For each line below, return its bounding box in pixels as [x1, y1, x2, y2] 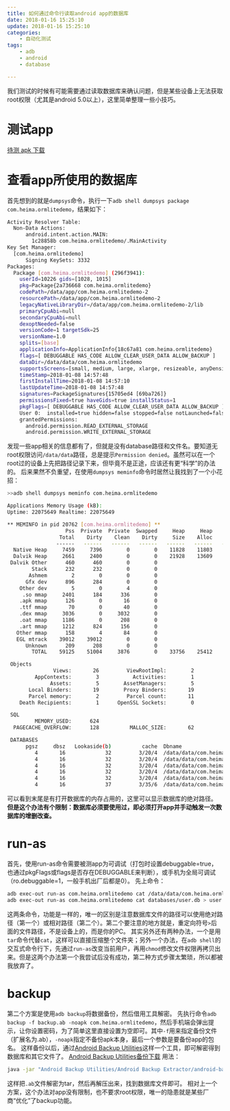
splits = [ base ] [19, 340, 60, 347]
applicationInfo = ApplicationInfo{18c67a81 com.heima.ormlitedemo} [19, 346, 213, 353]
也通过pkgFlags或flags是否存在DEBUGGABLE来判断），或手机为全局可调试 [7, 868, 216, 876]
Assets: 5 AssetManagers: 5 [50, 680, 194, 687]
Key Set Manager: [7, 244, 57, 251]
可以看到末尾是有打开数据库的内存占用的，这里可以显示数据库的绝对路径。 [7, 794, 217, 803]
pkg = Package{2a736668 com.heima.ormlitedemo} [19, 282, 152, 289]
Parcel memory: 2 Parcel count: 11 [28, 693, 194, 700]
